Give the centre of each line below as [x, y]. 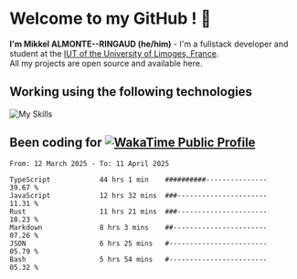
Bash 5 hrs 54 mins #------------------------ [138, 259]
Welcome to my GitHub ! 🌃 [111, 19]
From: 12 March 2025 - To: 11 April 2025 [90, 163]
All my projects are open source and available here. [106, 63]
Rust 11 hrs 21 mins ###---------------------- [138, 212]
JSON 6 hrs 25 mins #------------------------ [138, 243]
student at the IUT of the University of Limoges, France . [114, 53]
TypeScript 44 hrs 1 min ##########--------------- [138, 180]
